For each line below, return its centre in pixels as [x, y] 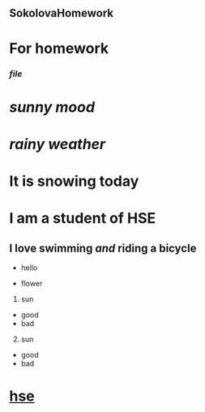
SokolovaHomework [62, 13]
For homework [59, 48]
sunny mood [52, 107]
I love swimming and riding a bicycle [103, 248]
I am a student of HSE [83, 219]
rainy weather [58, 144]
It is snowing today [74, 181]
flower [32, 284]
